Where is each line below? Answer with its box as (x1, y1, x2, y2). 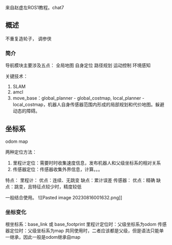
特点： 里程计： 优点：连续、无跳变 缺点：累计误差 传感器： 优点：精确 (5, 177, 155, 183)
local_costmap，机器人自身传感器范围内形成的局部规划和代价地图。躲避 (12, 102, 165, 108)
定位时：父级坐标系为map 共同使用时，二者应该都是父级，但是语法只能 (9, 228, 160, 234)
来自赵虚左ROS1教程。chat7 (5, 5, 64, 10)
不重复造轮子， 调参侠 (5, 35, 52, 42)
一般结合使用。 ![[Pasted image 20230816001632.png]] (5, 194, 123, 200)
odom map (5, 138, 28, 144)
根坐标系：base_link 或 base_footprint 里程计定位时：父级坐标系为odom (5, 221, 157, 228)
